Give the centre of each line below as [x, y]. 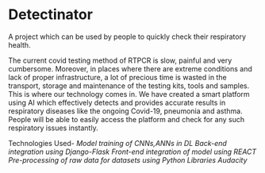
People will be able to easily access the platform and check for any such [126, 119]
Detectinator [51, 15]
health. [19, 44]
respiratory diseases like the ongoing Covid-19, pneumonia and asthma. [126, 111]
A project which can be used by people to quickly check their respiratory [127, 37]
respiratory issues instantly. [53, 128]
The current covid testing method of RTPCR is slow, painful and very [120, 60]
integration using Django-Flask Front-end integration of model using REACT [132, 152]
